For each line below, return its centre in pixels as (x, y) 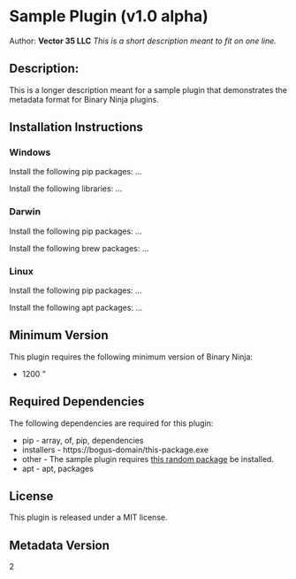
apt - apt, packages (58, 468)
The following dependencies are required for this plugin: (111, 423)
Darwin (25, 212)
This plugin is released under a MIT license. (88, 517)
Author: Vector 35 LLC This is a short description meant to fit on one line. (143, 41)
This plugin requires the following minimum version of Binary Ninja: (131, 357)
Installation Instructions (76, 127)
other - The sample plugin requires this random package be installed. (148, 459)
